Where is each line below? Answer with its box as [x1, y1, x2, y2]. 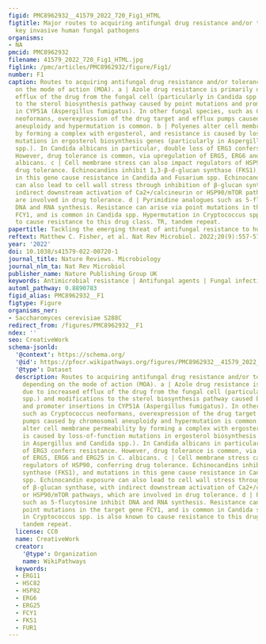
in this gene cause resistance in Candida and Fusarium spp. [15, 174, 222, 182]
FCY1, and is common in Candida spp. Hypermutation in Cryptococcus [15, 211, 246, 219]
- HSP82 [15, 587, 41, 595]
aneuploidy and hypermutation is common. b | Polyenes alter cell [15, 122, 239, 130]
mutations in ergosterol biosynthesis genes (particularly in [15, 136, 225, 145]
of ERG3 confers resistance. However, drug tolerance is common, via [22, 447, 257, 454]
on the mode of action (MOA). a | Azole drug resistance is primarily [15, 85, 253, 94]
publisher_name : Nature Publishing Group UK [8, 270, 158, 278]
